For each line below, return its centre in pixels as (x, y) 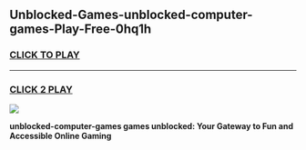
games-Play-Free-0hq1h (81, 30)
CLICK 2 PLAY (41, 89)
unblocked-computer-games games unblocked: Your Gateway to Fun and (152, 125)
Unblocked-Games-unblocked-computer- (131, 15)
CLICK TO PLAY (45, 55)
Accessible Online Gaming (61, 135)
